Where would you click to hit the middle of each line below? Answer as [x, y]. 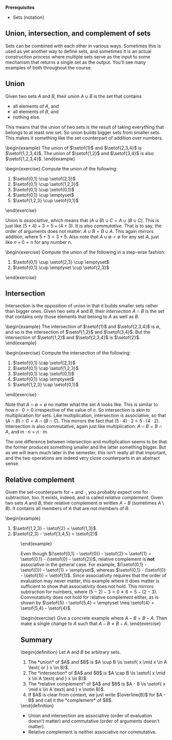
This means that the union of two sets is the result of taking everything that [85, 127]
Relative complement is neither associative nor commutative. [92, 732]
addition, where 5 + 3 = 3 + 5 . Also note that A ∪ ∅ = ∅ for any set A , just [82, 237]
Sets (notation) [28, 17]
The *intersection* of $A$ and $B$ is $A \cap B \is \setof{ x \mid [97, 673]
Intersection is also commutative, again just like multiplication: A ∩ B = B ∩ [84, 426]
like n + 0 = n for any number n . [39, 242]
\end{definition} [37, 706]
